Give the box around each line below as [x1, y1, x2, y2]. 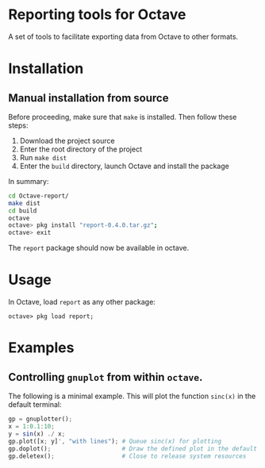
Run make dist [19, 152, 67, 162]
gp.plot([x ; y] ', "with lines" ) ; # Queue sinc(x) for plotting [8, 437, 222, 445]
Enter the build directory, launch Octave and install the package [19, 161, 230, 171]
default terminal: [8, 400, 62, 409]
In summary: [8, 176, 49, 186]
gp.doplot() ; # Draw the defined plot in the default [8, 444, 258, 453]
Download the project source [19, 136, 115, 145]
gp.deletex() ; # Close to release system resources [8, 452, 247, 460]
